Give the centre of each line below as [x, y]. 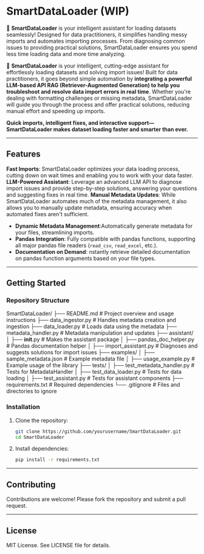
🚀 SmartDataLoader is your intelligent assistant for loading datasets [91, 28]
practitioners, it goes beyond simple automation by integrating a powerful [99, 79]
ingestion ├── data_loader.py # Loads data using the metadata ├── [92, 326]
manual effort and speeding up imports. [56, 111]
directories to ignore [32, 391]
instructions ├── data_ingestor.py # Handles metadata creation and [91, 320]
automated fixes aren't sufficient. [48, 214]
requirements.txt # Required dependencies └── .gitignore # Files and [93, 385]
